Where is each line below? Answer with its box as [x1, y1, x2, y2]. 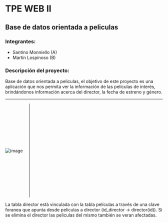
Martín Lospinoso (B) [12, 54, 56, 60]
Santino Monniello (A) [12, 49, 57, 55]
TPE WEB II [5, 3, 51, 14]
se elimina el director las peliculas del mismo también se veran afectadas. [5, 212, 157, 218]
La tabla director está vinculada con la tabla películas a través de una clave [5, 201, 160, 207]
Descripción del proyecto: [5, 67, 69, 74]
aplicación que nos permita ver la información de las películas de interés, [5, 83, 156, 90]
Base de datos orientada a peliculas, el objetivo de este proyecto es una [5, 78, 153, 84]
